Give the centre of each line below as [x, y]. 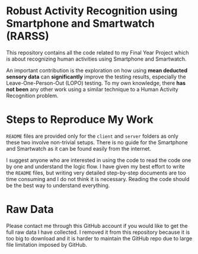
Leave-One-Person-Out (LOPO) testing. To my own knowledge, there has [96, 83]
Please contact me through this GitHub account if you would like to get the [97, 226]
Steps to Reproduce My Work [80, 120]
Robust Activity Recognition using [92, 11]
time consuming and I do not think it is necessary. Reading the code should [98, 179]
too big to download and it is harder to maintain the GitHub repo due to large [99, 238]
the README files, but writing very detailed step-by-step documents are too [96, 173]
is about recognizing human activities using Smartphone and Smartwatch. [96, 59]
